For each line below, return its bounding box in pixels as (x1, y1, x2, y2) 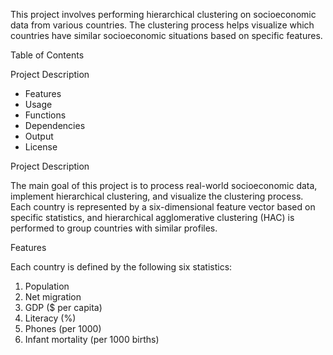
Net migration (24, 291, 82, 303)
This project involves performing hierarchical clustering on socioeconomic (10, 9, 317, 20)
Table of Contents (10, 49, 85, 61)
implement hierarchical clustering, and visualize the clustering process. (10, 190, 304, 202)
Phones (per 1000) (24, 323, 102, 334)
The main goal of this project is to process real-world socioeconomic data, (10, 180, 318, 191)
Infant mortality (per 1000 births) (24, 334, 160, 345)
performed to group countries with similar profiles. (10, 222, 218, 234)
